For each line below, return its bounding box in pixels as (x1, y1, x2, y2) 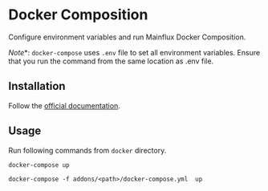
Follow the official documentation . (8, 100, 120, 110)
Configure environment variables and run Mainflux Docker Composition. (8, 32, 246, 42)
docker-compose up (8, 161, 70, 169)
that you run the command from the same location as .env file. (8, 56, 214, 66)
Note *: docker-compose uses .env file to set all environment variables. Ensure (8, 47, 261, 57)
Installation (8, 79, 66, 93)
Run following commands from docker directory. (8, 145, 167, 155)
